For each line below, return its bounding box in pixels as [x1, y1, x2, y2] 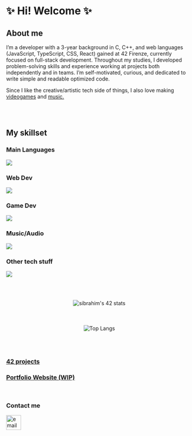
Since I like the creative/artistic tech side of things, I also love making [6, 87, 174, 94]
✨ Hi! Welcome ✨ [6, 4, 92, 18]
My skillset [6, 128, 47, 138]
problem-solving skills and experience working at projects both [6, 63, 160, 69]
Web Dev [6, 174, 33, 182]
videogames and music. [6, 93, 64, 100]
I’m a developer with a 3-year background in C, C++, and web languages [6, 44, 183, 51]
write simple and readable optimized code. [6, 75, 110, 82]
